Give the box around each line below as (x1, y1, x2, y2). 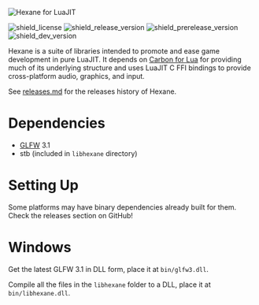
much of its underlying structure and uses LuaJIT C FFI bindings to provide (8, 63, 252, 73)
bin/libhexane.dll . (8, 288, 71, 297)
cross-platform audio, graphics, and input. (8, 72, 146, 80)
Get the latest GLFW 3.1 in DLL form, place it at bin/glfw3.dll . (8, 264, 209, 273)
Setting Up (8, 177, 79, 195)
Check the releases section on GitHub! (8, 210, 134, 220)
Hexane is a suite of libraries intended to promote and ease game (8, 46, 220, 55)
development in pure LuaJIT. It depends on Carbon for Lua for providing (8, 55, 242, 64)
